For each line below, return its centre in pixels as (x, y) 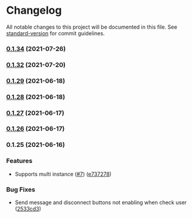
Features (19, 161)
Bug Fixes (21, 189)
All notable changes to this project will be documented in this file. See (92, 27)
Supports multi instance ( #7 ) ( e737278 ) (63, 174)
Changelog (34, 10)
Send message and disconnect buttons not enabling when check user (100, 202)
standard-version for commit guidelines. (55, 33)
